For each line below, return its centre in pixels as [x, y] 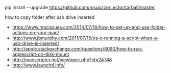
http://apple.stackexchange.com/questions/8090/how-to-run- [78, 49]
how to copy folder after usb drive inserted [50, 17]
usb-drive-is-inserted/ [36, 43]
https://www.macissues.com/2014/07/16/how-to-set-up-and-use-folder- [89, 27]
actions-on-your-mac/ [35, 32]
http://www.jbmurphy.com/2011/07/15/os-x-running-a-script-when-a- [86, 38]
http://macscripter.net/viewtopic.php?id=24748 [62, 60]
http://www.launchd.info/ [38, 65]
